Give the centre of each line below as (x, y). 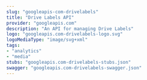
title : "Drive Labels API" (40, 17)
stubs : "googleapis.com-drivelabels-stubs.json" (69, 62)
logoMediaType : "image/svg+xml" (47, 40)
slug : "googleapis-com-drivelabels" (52, 12)
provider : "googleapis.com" (42, 23)
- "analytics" (24, 51)
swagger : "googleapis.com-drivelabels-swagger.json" (74, 68)
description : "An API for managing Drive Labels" (70, 29)
